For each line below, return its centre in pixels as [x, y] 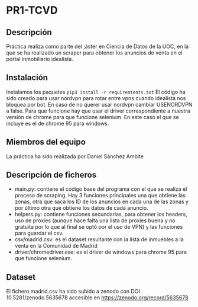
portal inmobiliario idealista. [40, 59]
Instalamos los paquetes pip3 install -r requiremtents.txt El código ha [96, 92]
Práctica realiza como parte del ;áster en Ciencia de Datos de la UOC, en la [98, 46]
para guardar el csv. [39, 233]
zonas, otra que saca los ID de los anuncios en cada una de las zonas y [102, 202]
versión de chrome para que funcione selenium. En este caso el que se [92, 117]
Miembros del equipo [46, 142]
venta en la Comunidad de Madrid [56, 246]
